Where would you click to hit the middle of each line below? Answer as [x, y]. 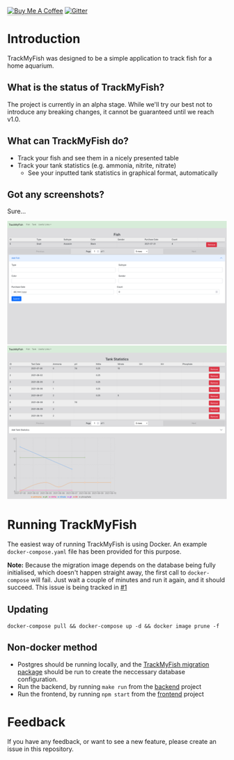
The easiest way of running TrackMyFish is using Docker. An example [107, 545]
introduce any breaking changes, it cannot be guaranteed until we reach [111, 112]
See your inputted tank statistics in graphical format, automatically [123, 173]
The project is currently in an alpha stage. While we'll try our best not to [110, 104]
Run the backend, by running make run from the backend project [109, 686]
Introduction [44, 39]
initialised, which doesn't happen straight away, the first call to [97, 572]
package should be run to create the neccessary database [101, 671]
